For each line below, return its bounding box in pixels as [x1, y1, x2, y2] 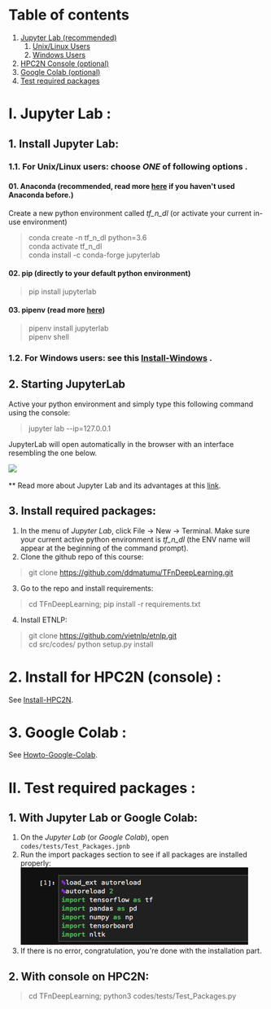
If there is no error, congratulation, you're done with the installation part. [20, 946, 262, 956]
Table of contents [8, 6, 130, 24]
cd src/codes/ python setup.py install [28, 639, 154, 649]
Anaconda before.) [8, 190, 74, 200]
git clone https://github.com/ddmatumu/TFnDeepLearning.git [28, 568, 234, 577]
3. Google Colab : [8, 723, 127, 742]
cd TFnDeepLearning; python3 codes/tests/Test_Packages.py [28, 991, 237, 1001]
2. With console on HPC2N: [8, 969, 149, 983]
